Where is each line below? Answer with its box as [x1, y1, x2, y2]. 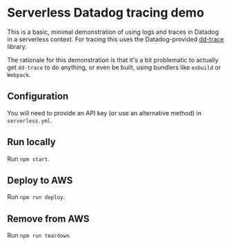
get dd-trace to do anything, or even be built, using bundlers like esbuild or [7, 63, 221, 71]
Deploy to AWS [7, 174, 73, 186]
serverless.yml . [7, 116, 53, 124]
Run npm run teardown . [7, 231, 72, 240]
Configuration [7, 91, 69, 102]
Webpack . [7, 70, 31, 79]
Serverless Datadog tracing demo [7, 5, 205, 21]
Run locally [7, 136, 57, 148]
